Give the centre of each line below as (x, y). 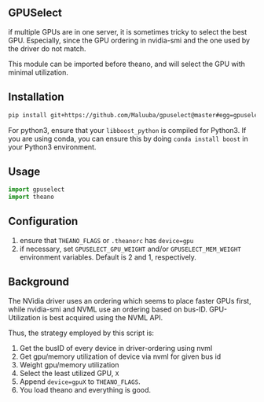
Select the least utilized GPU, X (69, 373)
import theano (31, 197)
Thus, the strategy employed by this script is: (81, 333)
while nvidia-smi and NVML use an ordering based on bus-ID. (108, 309)
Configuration (43, 221)
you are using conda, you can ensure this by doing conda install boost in (128, 138)
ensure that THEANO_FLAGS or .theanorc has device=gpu (106, 240)
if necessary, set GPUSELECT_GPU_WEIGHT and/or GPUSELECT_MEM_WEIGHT (130, 249)
